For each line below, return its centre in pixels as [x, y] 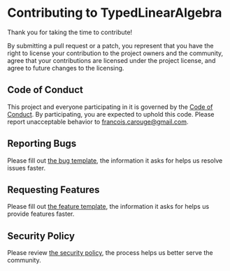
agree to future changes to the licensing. [66, 68]
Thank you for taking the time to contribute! [70, 32]
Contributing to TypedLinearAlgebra [115, 13]
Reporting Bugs [42, 144]
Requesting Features [53, 190]
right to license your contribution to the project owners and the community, [115, 53]
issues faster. [27, 168]
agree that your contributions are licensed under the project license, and [112, 60]
